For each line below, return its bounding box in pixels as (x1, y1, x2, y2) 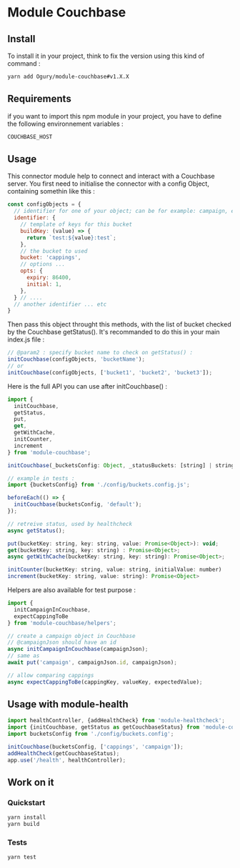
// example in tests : (7, 474, 75, 482)
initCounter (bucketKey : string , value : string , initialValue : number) (7, 566, 222, 574)
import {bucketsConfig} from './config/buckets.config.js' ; (7, 482, 191, 489)
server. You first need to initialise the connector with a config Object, (7, 179, 209, 188)
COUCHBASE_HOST (7, 133, 53, 140)
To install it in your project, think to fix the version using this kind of (7, 51, 205, 60)
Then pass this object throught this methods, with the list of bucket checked (7, 320, 231, 329)
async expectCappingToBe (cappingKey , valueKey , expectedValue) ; (7, 678, 203, 686)
